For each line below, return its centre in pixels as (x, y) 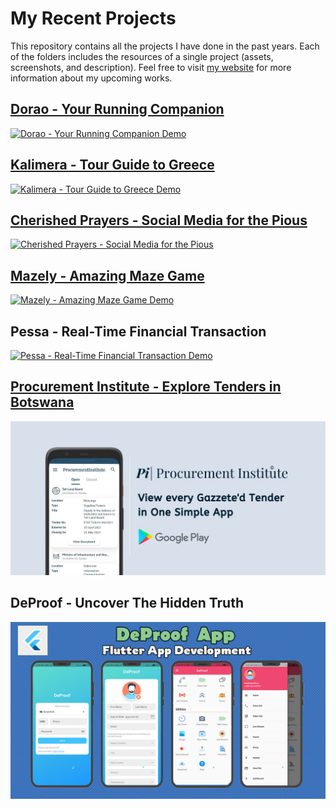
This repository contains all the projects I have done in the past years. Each (165, 46)
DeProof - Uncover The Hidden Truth (127, 603)
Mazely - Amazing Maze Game (107, 275)
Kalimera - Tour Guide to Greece (112, 165)
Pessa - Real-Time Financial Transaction (138, 331)
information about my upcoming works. (91, 78)
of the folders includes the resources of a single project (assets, (142, 56)
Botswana (42, 402)
